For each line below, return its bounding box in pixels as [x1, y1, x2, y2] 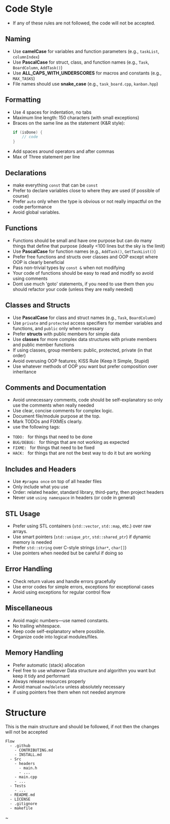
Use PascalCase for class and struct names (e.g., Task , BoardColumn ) [12, 314, 156, 321]
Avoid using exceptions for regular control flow [12, 589, 111, 595]
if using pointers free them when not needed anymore [12, 689, 126, 695]
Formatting [5, 95, 41, 104]
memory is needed [12, 539, 52, 545]
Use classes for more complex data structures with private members [12, 336, 157, 342]
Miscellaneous [5, 604, 53, 613]
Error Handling [5, 565, 52, 573]
